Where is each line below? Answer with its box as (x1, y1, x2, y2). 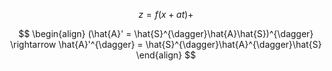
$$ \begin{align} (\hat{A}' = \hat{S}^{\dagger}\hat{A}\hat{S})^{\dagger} (17, 28, 315, 39)
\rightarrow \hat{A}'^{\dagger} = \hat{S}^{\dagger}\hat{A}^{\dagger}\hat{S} (9, 39, 323, 50)
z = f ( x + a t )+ (137, 9, 195, 20)
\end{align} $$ (136, 49, 196, 61)
